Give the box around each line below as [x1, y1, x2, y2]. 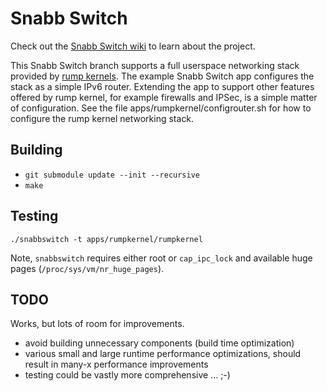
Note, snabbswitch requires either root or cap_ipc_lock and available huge [10, 252, 313, 264]
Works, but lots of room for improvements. [10, 318, 185, 330]
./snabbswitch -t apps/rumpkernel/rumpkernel [10, 234, 203, 244]
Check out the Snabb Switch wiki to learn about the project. [10, 40, 256, 52]
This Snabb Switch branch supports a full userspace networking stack [10, 59, 300, 71]
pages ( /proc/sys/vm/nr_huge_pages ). [10, 262, 165, 274]
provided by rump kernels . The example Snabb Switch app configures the [10, 70, 315, 82]
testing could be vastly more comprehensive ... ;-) [24, 369, 231, 381]
